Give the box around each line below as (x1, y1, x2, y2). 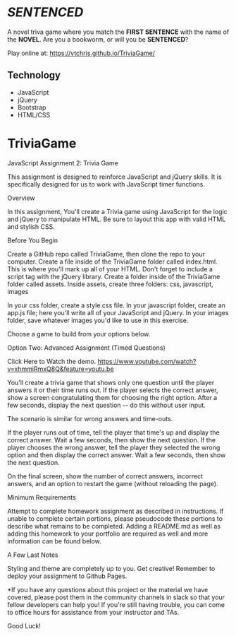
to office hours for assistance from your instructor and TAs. (7, 608, 180, 616)
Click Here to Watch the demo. (7, 357, 97, 365)
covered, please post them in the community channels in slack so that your (7, 593, 225, 601)
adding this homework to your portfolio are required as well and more (7, 529, 209, 538)
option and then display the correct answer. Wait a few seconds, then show (7, 450, 226, 459)
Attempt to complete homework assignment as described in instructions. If (7, 507, 224, 515)
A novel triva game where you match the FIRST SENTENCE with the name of (7, 28, 230, 36)
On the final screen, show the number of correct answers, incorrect (7, 471, 203, 481)
